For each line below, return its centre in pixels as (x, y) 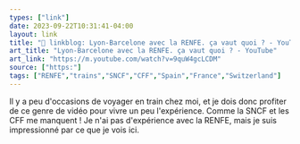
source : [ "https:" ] (46, 68)
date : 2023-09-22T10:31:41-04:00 (71, 26)
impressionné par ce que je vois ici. (75, 130)
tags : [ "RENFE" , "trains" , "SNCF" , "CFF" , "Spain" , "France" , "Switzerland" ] (145, 76)
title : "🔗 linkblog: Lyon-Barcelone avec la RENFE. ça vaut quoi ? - (142, 42)
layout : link (33, 34)
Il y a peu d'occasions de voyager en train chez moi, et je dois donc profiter (148, 101)
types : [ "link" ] (39, 17)
